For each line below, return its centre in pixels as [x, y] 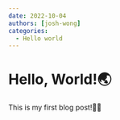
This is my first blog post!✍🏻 [55, 108]
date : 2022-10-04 [37, 16]
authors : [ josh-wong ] [45, 23]
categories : [28, 31]
